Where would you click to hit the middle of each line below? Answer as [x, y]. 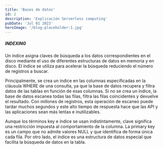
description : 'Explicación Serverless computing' [56, 19]
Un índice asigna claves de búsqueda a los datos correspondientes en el [78, 56]
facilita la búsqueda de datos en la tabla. [45, 142]
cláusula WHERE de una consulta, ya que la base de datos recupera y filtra [80, 86]
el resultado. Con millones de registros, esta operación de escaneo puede [79, 102]
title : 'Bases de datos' [30, 10]
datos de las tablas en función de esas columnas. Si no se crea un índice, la [81, 91]
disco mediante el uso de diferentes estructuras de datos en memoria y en [80, 61]
